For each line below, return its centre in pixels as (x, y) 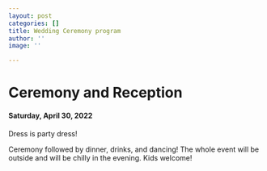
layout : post (30, 16)
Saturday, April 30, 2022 (51, 115)
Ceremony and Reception (95, 93)
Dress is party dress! (43, 133)
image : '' (25, 46)
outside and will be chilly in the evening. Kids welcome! (100, 157)
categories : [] (34, 23)
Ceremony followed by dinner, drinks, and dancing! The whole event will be (134, 149)
